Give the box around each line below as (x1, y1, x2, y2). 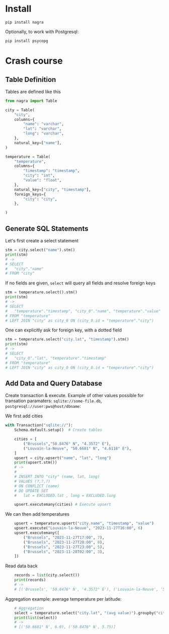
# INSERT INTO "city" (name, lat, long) (14, 474, 100, 479)
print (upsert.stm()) (14, 460, 57, 465)
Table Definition (5, 75, 56, 84)
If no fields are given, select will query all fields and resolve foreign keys (5, 280, 156, 286)
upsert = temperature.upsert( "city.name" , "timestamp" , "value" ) (14, 521, 154, 526)
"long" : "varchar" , (23, 131, 64, 136)
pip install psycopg (5, 38, 49, 43)
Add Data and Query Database (5, 379, 103, 387)
